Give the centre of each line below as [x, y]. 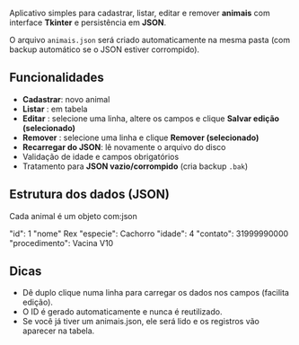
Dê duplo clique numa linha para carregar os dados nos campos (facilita [156, 293]
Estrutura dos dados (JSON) [90, 195]
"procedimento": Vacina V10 [62, 243]
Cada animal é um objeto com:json [73, 216]
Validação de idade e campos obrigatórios [101, 156]
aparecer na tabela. [58, 331]
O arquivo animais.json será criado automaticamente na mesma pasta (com [150, 40]
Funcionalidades [57, 78]
